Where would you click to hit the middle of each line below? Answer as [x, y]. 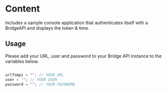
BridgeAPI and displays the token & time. [47, 28]
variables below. [22, 61]
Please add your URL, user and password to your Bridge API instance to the [83, 56]
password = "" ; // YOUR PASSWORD [40, 84]
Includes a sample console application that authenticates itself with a [77, 23]
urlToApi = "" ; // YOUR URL [35, 75]
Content [23, 9]
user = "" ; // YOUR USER [31, 79]
